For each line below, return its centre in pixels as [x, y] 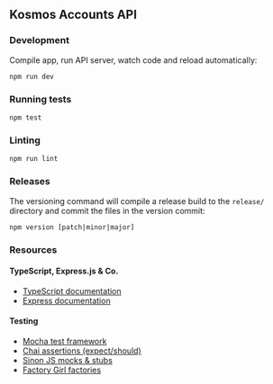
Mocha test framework [64, 341]
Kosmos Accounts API [73, 15]
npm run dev [32, 76]
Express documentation [66, 300]
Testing [24, 321]
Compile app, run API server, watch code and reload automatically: [133, 60]
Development [40, 40]
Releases [30, 182]
